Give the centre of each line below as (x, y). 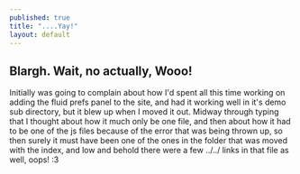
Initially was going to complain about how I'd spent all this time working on (147, 93)
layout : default (40, 34)
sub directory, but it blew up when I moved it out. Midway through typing (144, 112)
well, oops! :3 (34, 160)
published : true (40, 18)
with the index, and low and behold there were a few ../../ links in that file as (150, 151)
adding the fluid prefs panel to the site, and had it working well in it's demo (148, 102)
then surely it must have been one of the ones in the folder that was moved (149, 141)
